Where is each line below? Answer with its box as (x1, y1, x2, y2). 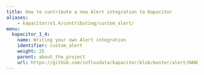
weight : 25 (17, 48, 45, 54)
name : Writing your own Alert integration (17, 37, 126, 43)
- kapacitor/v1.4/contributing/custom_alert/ (17, 20, 135, 26)
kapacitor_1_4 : (12, 31, 50, 37)
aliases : (6, 15, 29, 21)
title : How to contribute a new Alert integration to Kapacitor (6, 8, 172, 15)
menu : (6, 25, 20, 32)
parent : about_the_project (17, 54, 86, 60)
